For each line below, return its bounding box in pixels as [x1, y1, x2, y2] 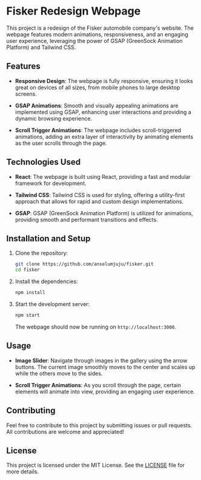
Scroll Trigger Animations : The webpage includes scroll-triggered [15, 126, 182, 134]
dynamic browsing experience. [15, 115, 93, 122]
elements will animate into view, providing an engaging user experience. [15, 388, 195, 395]
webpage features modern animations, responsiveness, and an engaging [6, 30, 189, 38]
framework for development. [15, 179, 87, 187]
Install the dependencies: [15, 278, 79, 285]
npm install [15, 290, 45, 296]
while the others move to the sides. [15, 370, 103, 377]
